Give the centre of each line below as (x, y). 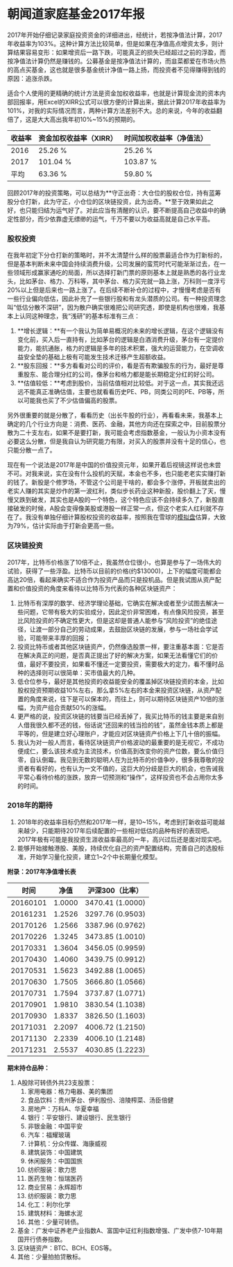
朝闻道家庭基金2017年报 (76, 14)
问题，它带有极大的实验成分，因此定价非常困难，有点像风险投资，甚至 (123, 612)
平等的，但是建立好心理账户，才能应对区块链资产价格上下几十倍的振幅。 (120, 733)
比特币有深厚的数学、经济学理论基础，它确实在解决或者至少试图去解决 (118, 603)
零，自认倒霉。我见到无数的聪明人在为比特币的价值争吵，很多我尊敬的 (118, 760)
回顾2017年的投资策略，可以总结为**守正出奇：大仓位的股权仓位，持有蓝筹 (114, 193)
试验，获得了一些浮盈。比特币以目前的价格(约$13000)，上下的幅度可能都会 (114, 571)
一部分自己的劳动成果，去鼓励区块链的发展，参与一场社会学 (127, 629)
